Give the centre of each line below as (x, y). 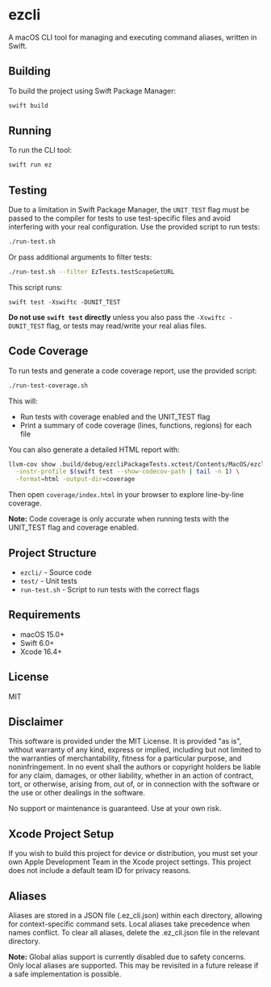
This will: (23, 401)
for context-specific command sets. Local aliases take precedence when (129, 924)
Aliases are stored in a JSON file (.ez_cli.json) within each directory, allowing (135, 916)
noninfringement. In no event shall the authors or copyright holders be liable (135, 767)
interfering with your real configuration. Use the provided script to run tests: (134, 227)
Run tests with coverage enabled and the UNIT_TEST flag (115, 416)
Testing (28, 190)
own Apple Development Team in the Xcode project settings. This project (130, 862)
